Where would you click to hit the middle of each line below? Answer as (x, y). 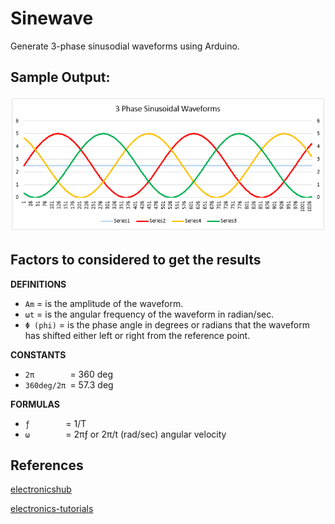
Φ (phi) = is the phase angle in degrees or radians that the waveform (167, 324)
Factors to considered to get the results (136, 260)
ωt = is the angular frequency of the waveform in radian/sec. (149, 314)
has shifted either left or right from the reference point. (137, 335)
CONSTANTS (38, 354)
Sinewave (52, 18)
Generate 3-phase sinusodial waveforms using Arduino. (125, 46)
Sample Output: (60, 77)
